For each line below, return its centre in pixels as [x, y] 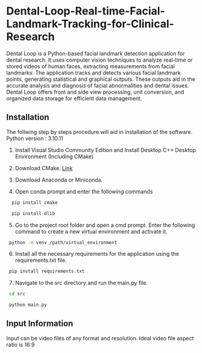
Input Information [40, 324]
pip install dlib [33, 213]
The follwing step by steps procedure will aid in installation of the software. [99, 132]
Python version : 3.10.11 [35, 138]
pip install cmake [35, 202]
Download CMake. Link [44, 168]
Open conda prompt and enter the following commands [84, 191]
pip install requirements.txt [47, 272]
